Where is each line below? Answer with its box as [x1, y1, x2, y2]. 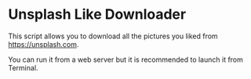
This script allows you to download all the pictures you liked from [8, 31, 218, 41]
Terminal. [8, 63, 38, 72]
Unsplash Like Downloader [8, 5, 187, 23]
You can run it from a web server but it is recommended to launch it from [8, 55, 243, 64]
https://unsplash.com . [8, 39, 79, 48]
